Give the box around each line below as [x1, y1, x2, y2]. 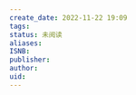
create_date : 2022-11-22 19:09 [9, 13, 128, 23]
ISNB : [9, 47, 30, 56]
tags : [9, 22, 30, 31]
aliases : [9, 38, 43, 48]
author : [9, 64, 39, 73]
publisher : [9, 55, 51, 64]
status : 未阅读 [9, 30, 63, 39]
